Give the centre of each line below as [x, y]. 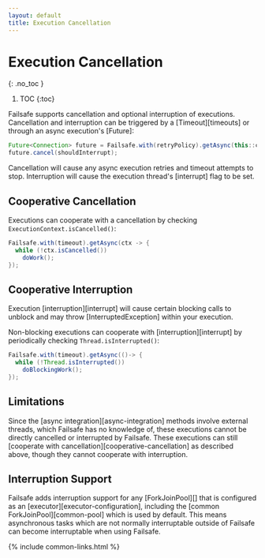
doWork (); [39, 257]
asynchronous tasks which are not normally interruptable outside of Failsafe [132, 523]
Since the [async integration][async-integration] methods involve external [128, 421]
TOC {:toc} [37, 99]
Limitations [36, 402]
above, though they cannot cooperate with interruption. [98, 454]
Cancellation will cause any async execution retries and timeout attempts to [131, 168]
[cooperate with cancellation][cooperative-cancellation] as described [121, 446]
